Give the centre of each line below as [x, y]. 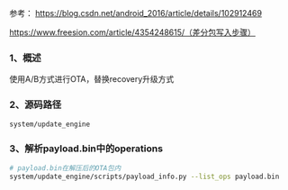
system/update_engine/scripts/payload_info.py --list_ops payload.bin [144, 176]
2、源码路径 [36, 104]
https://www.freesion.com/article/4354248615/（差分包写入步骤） [133, 32]
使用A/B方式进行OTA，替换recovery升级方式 [92, 79]
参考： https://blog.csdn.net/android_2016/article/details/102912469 [136, 13]
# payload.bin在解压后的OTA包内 [65, 168]
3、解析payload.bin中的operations [86, 149]
